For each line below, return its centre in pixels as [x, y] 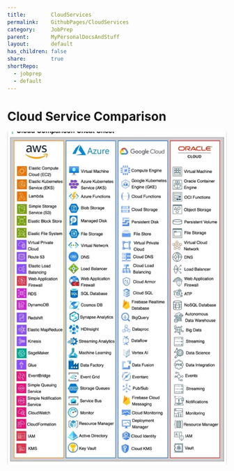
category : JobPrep [40, 29]
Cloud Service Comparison [87, 116]
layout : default [40, 44]
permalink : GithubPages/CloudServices [68, 22]
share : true [36, 59]
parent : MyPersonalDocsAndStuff [63, 37]
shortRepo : [23, 66]
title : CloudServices [49, 15]
